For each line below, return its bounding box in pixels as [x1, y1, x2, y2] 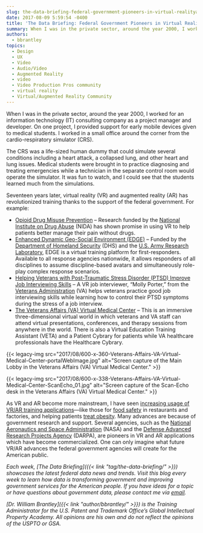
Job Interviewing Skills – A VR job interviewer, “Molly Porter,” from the [14, 280, 189, 288]
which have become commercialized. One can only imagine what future [6, 438, 185, 446]
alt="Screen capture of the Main [101, 357, 182, 364]
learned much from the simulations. [6, 179, 95, 187]
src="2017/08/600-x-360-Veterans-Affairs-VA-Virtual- [45, 350, 181, 358]
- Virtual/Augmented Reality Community [11, 93, 112, 99]
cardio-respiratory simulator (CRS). [6, 136, 94, 143]
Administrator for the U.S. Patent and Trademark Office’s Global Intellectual [6, 507, 195, 514]
